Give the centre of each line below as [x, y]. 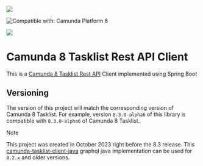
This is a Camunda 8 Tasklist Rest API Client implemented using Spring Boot [102, 74]
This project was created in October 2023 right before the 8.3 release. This [101, 144]
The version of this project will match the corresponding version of [90, 107]
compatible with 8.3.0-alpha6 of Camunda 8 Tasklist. [73, 121]
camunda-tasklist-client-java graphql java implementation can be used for [99, 151]
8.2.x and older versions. [38, 157]
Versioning [27, 93]
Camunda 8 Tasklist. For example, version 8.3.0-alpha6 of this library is [96, 114]
